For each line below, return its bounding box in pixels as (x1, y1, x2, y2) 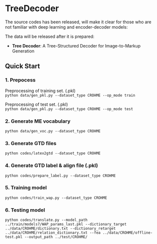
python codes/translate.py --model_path (5, 218, 88, 223)
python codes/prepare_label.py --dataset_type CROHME (5, 173, 116, 178)
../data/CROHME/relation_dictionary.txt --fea (5, 230, 101, 235)
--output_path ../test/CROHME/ (24, 235, 88, 240)
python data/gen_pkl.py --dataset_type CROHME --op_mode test (5, 106, 133, 112)
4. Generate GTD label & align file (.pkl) (5, 162, 98, 169)
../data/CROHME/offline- (102, 230, 153, 235)
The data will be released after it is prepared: (5, 33, 94, 39)
